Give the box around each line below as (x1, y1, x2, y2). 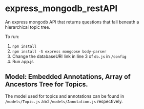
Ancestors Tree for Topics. (5, 80, 88, 89)
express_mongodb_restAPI (5, 3, 118, 14)
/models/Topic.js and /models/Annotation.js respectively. (5, 98, 123, 104)
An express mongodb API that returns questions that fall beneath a (5, 19, 139, 25)
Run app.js (12, 58, 34, 64)
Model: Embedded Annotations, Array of (5, 73, 131, 81)
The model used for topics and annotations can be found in (5, 93, 124, 99)
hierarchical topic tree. (5, 24, 50, 30)
